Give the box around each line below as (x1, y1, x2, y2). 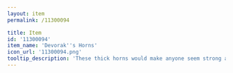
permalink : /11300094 (7, 17, 70, 24)
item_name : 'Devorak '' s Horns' (7, 42, 98, 49)
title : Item (7, 29, 42, 36)
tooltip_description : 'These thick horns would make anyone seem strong (7, 55, 222, 63)
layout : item (7, 10, 45, 17)
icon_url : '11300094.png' (7, 49, 82, 56)
